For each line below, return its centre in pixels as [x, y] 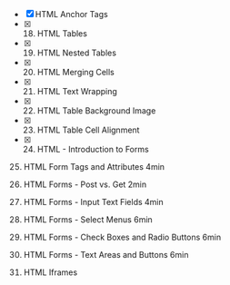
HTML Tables [62, 34]
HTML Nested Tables [77, 53]
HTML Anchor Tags [71, 14]
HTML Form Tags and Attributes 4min [94, 167]
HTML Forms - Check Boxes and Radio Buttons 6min [122, 237]
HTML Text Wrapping [77, 91]
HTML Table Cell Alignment [88, 130]
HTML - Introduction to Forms [93, 149]
